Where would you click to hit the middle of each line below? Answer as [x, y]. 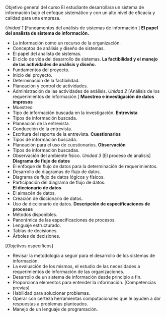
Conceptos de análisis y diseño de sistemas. [59, 48]
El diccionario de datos [37, 188]
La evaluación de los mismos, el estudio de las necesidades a [76, 266]
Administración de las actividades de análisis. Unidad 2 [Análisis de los [86, 91]
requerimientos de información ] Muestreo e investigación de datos [83, 96]
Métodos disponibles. [35, 215]
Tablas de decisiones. [35, 231]
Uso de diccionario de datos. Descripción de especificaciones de [81, 204]
